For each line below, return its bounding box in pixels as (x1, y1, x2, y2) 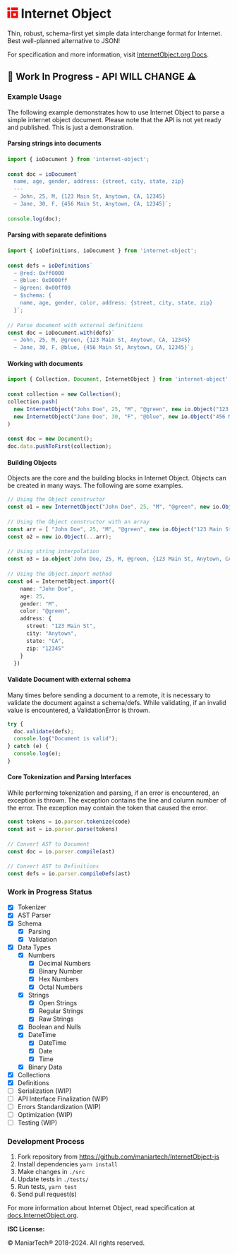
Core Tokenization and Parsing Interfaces (7, 773, 132, 781)
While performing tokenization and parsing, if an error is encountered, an (7, 788, 220, 797)
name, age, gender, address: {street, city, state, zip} (13, 178, 185, 185)
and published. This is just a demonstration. (7, 123, 134, 131)
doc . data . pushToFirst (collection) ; (7, 443, 112, 450)
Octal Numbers (38, 983, 83, 991)
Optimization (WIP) (17, 1111, 73, 1119)
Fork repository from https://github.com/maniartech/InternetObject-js (17, 1152, 220, 1161)
